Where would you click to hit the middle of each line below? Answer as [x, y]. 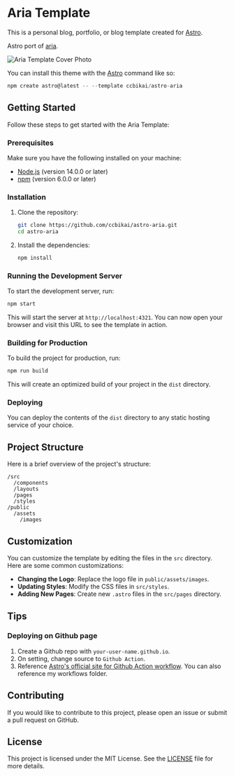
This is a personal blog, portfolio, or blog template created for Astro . [105, 32]
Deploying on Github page [52, 636]
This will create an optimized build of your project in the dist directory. [109, 384]
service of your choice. [41, 425]
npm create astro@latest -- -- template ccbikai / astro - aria [95, 85]
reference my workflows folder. [63, 673]
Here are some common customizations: [66, 566]
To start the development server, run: [60, 291]
